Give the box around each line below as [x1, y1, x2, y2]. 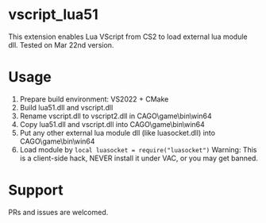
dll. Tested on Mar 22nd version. [8, 40, 114, 49]
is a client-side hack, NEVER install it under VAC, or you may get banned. [19, 153, 258, 163]
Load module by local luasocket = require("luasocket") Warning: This [19, 144, 257, 154]
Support [8, 181, 64, 199]
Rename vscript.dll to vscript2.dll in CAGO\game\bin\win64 [19, 111, 212, 121]
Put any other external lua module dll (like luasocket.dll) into [19, 128, 216, 137]
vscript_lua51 [8, 6, 99, 24]
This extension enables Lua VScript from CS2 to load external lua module [8, 32, 248, 41]
